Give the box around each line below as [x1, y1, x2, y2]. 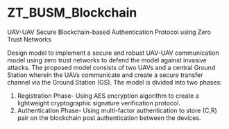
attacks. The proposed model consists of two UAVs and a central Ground [7, 63, 216, 71]
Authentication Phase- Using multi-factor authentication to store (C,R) [17, 106, 217, 114]
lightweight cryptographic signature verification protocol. [17, 98, 180, 107]
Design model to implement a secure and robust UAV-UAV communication [7, 49, 220, 57]
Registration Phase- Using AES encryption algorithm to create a [17, 92, 199, 100]
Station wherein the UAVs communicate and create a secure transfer [7, 71, 203, 79]
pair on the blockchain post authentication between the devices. [17, 113, 201, 122]
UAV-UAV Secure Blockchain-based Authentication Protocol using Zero [7, 28, 212, 36]
